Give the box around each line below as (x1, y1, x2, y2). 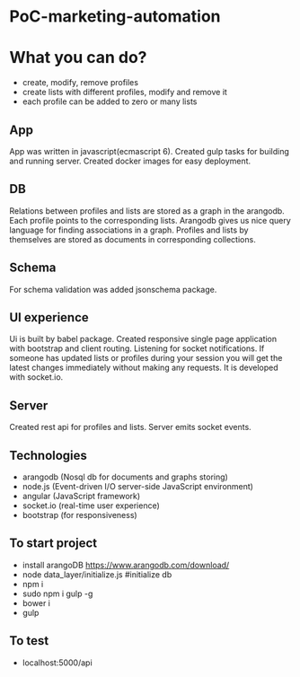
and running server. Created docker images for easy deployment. (9, 155, 251, 166)
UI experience (9, 310, 90, 325)
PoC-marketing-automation (9, 6, 221, 27)
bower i (22, 597, 51, 608)
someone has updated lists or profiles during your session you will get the (9, 353, 283, 364)
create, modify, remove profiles (22, 77, 139, 88)
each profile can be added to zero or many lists (22, 96, 198, 107)
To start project (9, 536, 98, 551)
